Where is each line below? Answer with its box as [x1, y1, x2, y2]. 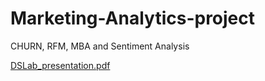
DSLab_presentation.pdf [10, 59, 111, 71]
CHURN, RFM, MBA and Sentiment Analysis [10, 40, 190, 52]
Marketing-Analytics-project [10, 7, 256, 30]
